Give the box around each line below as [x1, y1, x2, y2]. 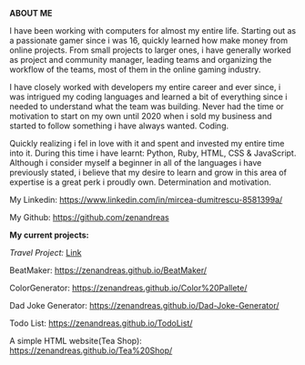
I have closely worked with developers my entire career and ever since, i [9, 82, 281, 92]
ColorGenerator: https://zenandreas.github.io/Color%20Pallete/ [9, 282, 248, 293]
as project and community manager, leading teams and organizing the [9, 55, 272, 65]
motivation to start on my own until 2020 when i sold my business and [9, 111, 272, 121]
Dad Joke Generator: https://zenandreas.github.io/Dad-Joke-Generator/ [9, 300, 280, 310]
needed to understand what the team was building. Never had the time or [9, 101, 284, 112]
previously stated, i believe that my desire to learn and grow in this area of [9, 167, 287, 177]
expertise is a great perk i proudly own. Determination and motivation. [9, 177, 271, 188]
